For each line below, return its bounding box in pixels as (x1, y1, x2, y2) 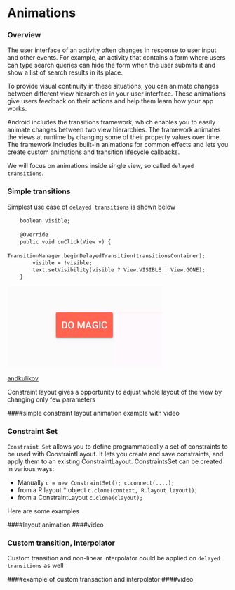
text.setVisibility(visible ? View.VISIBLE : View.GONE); (32, 266, 206, 274)
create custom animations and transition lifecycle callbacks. (7, 148, 180, 156)
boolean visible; (20, 217, 71, 224)
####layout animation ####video (7, 520, 104, 529)
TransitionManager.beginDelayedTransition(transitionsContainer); (7, 252, 206, 259)
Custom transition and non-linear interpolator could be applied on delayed (7, 554, 221, 563)
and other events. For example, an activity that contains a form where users (7, 53, 226, 62)
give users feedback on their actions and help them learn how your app (7, 97, 214, 105)
